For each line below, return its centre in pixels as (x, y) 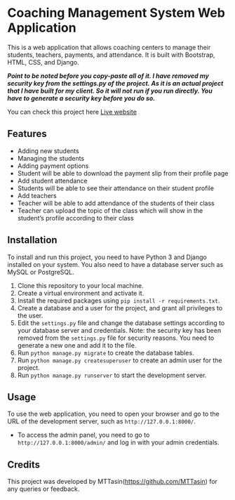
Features (27, 134)
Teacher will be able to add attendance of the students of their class (116, 203)
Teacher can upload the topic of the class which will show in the (110, 210)
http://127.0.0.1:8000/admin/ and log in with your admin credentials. (118, 442)
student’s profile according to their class (76, 218)
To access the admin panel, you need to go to (83, 435)
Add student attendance (52, 180)
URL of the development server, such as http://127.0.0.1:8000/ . (102, 421)
